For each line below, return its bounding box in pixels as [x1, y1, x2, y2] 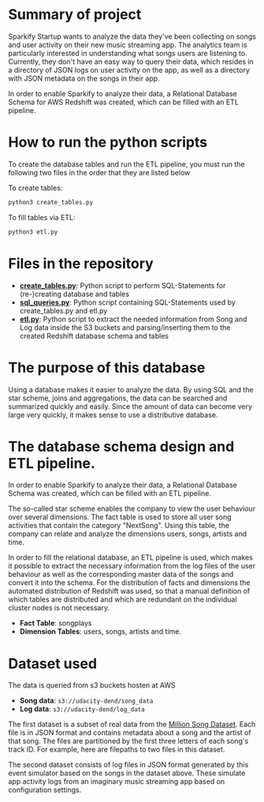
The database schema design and [8, 437, 235, 455]
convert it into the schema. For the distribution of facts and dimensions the [8, 578, 251, 587]
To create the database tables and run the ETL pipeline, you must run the [8, 159, 245, 169]
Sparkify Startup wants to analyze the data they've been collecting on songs [8, 32, 256, 41]
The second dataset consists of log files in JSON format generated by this [8, 760, 249, 770]
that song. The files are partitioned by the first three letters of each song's [8, 736, 249, 746]
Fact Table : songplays [19, 618, 92, 628]
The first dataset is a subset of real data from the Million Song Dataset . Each [8, 720, 256, 729]
